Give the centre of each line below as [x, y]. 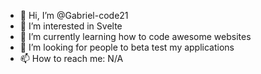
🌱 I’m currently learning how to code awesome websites [135, 36]
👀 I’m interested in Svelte [71, 26]
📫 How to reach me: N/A [71, 58]
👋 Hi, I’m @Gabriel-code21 [74, 15]
